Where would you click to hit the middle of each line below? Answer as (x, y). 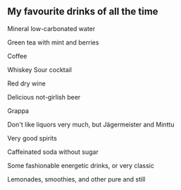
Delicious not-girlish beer (44, 97)
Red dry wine (26, 83)
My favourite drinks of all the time (83, 12)
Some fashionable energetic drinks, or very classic (81, 165)
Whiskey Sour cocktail (40, 69)
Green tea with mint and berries (53, 42)
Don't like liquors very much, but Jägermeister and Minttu (91, 124)
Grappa (18, 111)
